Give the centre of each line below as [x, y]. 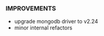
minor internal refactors [43, 28]
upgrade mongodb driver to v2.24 [56, 22]
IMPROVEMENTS [31, 8]
